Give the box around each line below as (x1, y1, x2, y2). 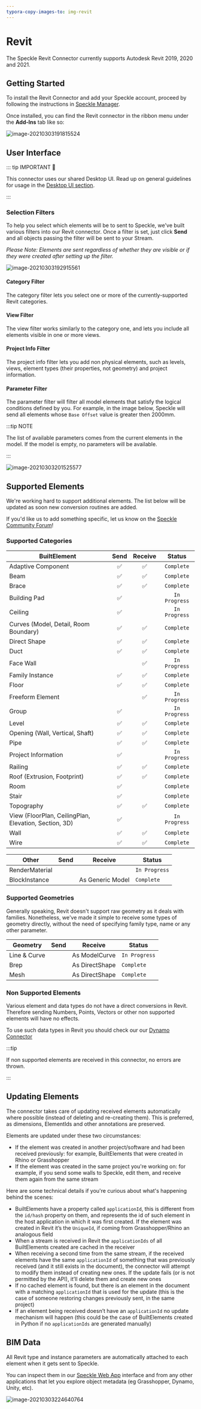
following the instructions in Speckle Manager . (6, 100, 121, 108)
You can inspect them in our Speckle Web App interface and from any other (6, 1371, 193, 1378)
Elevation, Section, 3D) (9, 819, 74, 828)
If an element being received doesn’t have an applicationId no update (14, 1307, 189, 1314)
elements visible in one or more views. (6, 331, 101, 338)
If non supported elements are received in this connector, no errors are (6, 1056, 181, 1063)
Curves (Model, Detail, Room (9, 620, 90, 628)
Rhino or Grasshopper (14, 1156, 70, 1163)
